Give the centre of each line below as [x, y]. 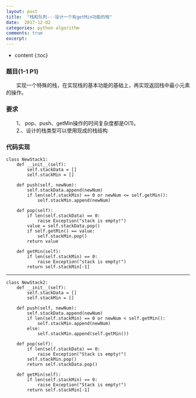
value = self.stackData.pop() [64, 226]
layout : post [22, 11]
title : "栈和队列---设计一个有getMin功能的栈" [59, 17]
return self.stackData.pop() [62, 364]
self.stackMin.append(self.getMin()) [83, 334]
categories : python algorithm [43, 28]
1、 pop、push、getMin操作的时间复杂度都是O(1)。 [77, 123]
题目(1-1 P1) [22, 71]
